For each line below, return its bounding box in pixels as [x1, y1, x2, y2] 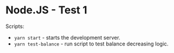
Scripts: [5, 23, 25, 30]
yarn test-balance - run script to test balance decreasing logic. [14, 40, 169, 47]
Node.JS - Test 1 [5, 3, 88, 17]
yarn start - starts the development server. [14, 34, 120, 41]
